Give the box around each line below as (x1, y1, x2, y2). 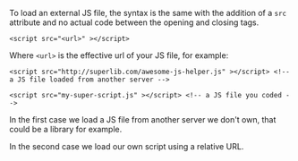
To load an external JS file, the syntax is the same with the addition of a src (9, 8, 287, 18)
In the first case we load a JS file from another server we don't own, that (9, 114, 277, 124)
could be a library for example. (9, 124, 123, 134)
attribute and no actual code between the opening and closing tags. (9, 17, 260, 28)
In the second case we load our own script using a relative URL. (9, 141, 244, 151)
